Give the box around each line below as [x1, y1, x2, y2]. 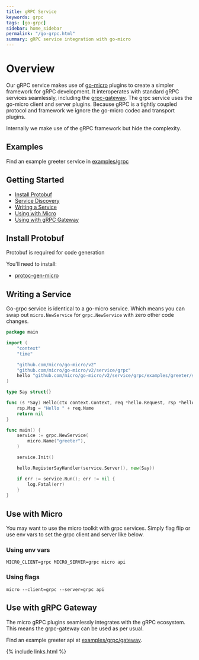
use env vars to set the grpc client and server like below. [6, 531, 144, 538]
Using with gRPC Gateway [14, 216, 79, 223]
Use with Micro [6, 509, 63, 519]
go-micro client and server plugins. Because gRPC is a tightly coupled [6, 100, 178, 108]
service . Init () [17, 454, 54, 461]
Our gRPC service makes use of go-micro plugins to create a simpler [6, 81, 174, 89]
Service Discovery [14, 197, 60, 204]
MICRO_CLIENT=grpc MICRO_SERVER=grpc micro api [6, 560, 126, 565]
